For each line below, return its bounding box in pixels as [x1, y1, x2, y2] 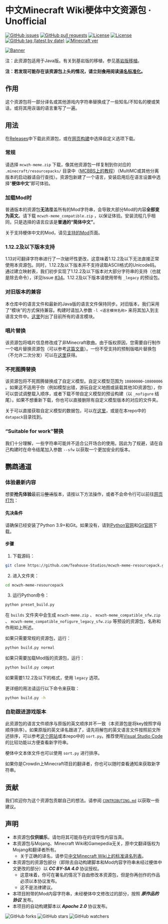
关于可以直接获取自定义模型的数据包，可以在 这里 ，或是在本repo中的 [5, 408, 146, 414]
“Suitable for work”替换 [5, 428, 64, 435]
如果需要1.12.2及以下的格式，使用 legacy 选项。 [5, 675, 102, 681]
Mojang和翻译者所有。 [12, 847, 59, 853]
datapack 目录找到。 [5, 414, 45, 420]
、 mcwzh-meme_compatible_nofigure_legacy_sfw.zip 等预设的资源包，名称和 [5, 618, 161, 624]
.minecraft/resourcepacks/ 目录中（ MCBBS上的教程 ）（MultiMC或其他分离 [5, 168, 159, 174]
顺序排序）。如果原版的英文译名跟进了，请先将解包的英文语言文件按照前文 [5, 727, 156, 733]
